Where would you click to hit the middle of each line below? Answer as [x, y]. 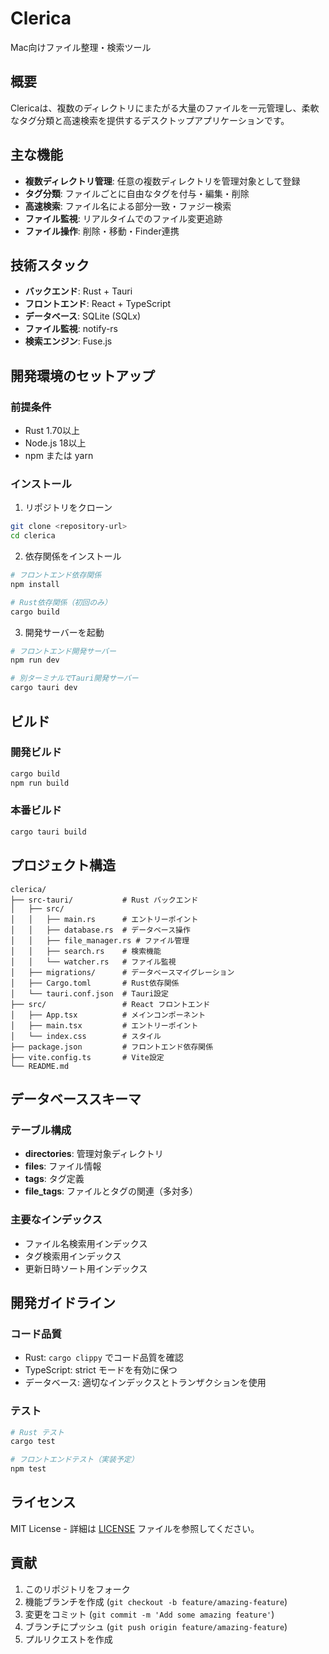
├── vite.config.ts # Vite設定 [87, 1057]
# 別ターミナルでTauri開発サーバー [74, 678]
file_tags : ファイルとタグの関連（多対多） [111, 1191]
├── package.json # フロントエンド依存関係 [112, 1047]
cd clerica [33, 536]
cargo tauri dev [44, 688]
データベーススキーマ [76, 1098]
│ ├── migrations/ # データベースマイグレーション [122, 972]
